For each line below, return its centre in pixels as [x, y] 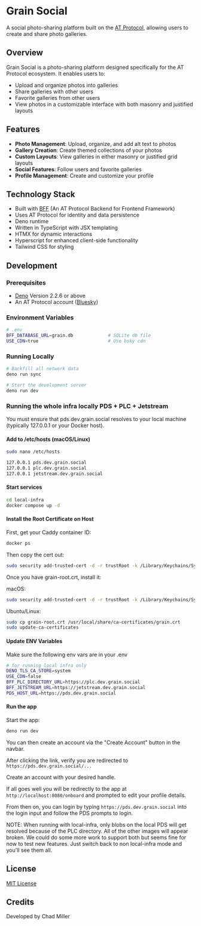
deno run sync [24, 374]
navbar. [16, 748]
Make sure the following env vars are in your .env [67, 654]
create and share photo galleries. [47, 33]
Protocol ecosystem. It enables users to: [56, 74]
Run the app [22, 706]
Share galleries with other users [54, 92]
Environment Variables [40, 317]
